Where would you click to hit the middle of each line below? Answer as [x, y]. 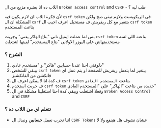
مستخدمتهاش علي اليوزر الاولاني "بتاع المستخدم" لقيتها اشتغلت [62, 42]
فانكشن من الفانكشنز [31, 76]
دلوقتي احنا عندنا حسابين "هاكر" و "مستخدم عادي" [58, 65]
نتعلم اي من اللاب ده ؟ [28, 109]
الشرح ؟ [13, 54]
